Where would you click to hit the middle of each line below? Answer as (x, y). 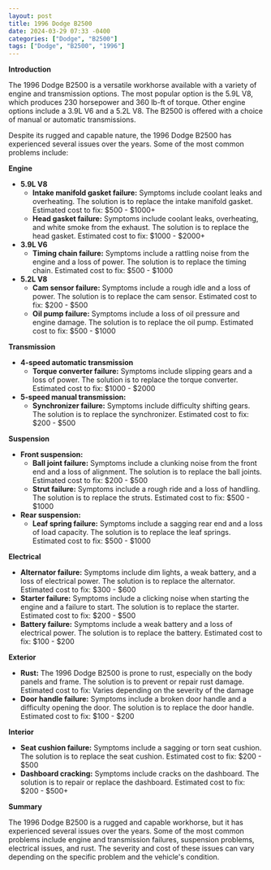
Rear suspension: (50, 515)
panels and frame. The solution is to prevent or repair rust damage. (132, 682)
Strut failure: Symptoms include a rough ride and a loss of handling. (146, 489)
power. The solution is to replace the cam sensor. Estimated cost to (144, 297)
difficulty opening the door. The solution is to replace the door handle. (137, 707)
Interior (21, 732)
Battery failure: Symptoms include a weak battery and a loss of (126, 624)
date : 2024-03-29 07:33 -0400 (60, 31)
